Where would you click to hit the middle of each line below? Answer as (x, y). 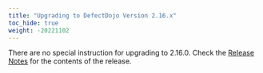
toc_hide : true (34, 23)
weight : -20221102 (39, 30)
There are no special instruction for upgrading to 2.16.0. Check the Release (131, 53)
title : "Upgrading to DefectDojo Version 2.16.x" (93, 15)
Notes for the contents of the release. (70, 61)
